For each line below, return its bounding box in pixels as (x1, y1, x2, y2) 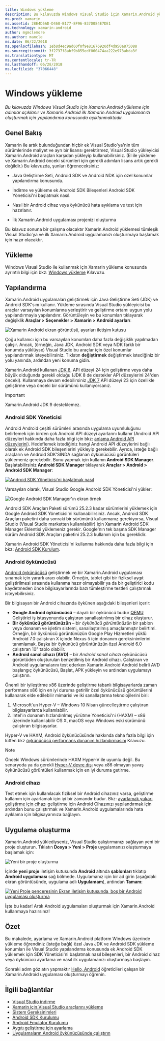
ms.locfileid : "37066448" (5, 67, 58, 72)
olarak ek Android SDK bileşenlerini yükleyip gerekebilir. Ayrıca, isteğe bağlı (5, 446, 158, 452)
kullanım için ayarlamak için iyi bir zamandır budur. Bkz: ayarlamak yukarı (5, 796, 153, 802)
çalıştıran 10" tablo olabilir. (12, 646, 65, 652)
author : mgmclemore (5, 30, 45, 35)
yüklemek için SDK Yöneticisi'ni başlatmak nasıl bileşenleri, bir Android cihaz (5, 951, 160, 957)
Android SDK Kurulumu (12, 1014, 59, 1020)
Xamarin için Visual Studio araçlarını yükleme (12, 1004, 104, 1009)
